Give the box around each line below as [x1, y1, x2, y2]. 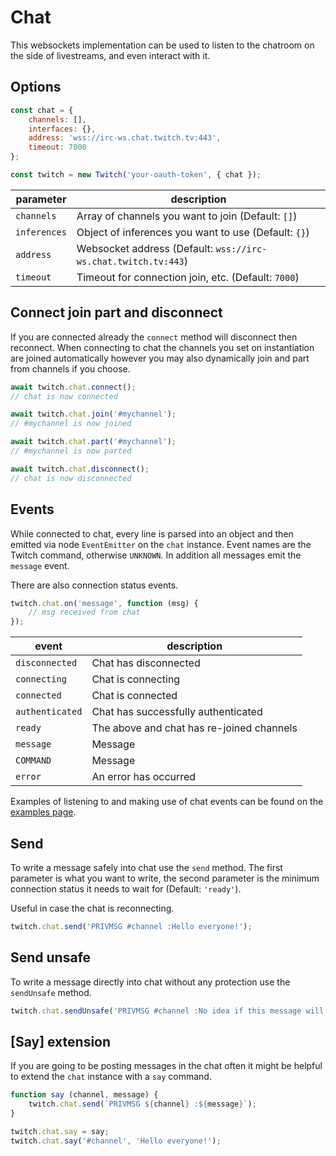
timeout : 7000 [28, 142, 87, 153]
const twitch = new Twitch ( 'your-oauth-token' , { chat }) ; [10, 170, 262, 180]
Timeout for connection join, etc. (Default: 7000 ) [76, 270, 300, 284]
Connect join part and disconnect [10, 304, 223, 321]
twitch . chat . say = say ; [10, 1126, 110, 1136]
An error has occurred [91, 770, 197, 784]
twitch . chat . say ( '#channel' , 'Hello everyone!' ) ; [10, 1136, 222, 1146]
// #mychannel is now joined [10, 419, 132, 429]
